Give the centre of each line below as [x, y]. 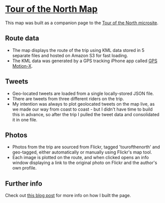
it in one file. [25, 120]
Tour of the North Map [51, 9]
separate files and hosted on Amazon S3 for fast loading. [70, 55]
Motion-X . [22, 66]
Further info [24, 183]
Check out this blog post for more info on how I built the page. [68, 196]
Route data [22, 38]
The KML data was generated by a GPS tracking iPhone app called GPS [85, 61]
